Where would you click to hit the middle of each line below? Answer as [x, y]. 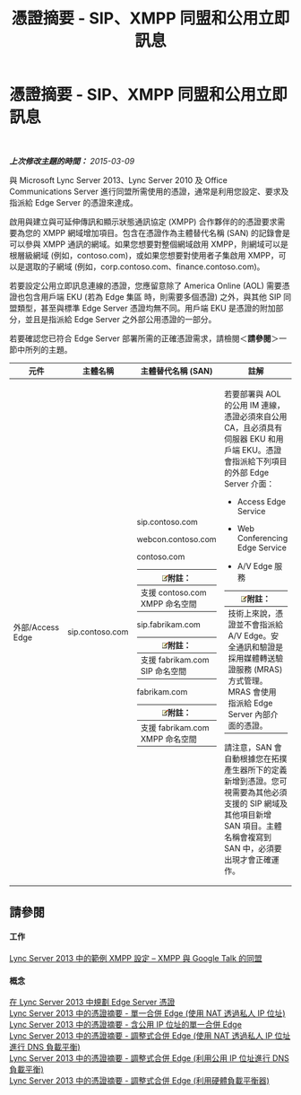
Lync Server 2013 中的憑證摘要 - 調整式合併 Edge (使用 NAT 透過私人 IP [141, 1036]
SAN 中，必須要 [253, 848]
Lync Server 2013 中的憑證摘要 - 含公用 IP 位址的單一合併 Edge [125, 1025]
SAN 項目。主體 [253, 826]
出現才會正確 [247, 859]
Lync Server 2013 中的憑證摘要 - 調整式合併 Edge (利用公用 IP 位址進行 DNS [149, 1058]
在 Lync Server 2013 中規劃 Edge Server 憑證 [92, 1003]
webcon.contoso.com [176, 539]
